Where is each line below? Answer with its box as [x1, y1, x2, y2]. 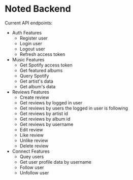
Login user [19, 40, 43, 46]
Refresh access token [19, 51, 65, 57]
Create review [19, 94, 49, 100]
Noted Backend [5, 3, 72, 15]
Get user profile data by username [19, 159, 92, 165]
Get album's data [19, 83, 56, 89]
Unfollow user [19, 169, 49, 175]
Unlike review [19, 137, 49, 143]
